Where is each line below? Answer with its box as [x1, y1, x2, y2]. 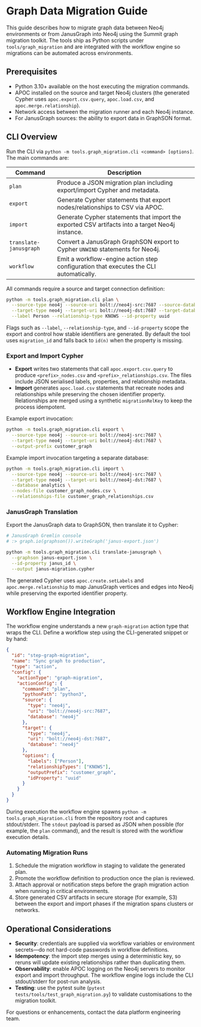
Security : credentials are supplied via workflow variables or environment [14, 940, 195, 947]
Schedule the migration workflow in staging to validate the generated [14, 862, 185, 869]
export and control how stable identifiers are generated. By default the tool [6, 330, 190, 338]
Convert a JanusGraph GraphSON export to [56, 238, 179, 246]
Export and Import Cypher [6, 351, 84, 360]
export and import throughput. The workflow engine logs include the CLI [14, 971, 194, 979]
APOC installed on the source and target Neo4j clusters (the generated [14, 89, 190, 96]
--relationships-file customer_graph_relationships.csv [11, 494, 154, 500]
